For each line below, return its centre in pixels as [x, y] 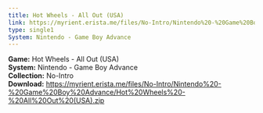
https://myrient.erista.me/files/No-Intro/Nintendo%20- [133, 84]
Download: [26, 84]
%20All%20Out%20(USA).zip [56, 101]
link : [17, 23]
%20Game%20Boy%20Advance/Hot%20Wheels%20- [97, 92]
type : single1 [31, 30]
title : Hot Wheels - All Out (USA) [66, 15]
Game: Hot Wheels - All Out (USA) [64, 59]
